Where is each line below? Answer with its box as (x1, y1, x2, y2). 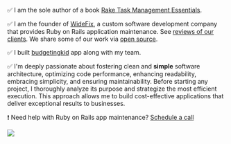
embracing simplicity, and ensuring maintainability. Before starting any (7, 78, 208, 85)
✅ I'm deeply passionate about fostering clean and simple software (7, 62, 200, 70)
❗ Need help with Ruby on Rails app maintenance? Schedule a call (7, 114, 194, 121)
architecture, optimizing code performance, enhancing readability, (7, 70, 196, 78)
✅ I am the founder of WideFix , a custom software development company (7, 20, 218, 28)
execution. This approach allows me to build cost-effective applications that (7, 92, 224, 100)
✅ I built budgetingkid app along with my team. (7, 48, 142, 56)
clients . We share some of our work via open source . (7, 35, 158, 43)
